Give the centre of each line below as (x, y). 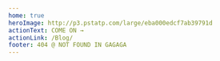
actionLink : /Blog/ (41, 38)
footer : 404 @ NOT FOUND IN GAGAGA (68, 45)
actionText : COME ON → (46, 30)
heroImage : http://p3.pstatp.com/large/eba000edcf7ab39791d (111, 23)
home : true (26, 15)
